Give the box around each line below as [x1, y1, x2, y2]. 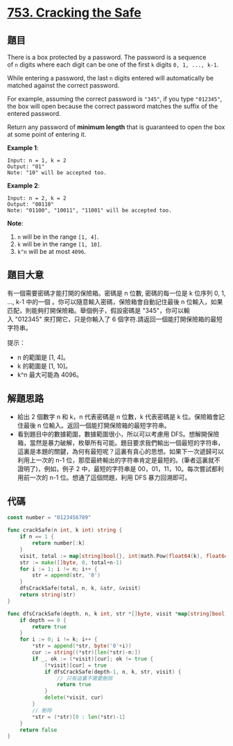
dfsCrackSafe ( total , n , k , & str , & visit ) [19, 585, 141, 592]
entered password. [7, 110, 61, 117]
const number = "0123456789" [7, 514, 92, 521]
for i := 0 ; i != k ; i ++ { [19, 636, 98, 643]
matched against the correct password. [7, 81, 120, 90]
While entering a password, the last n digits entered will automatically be [7, 74, 214, 82]
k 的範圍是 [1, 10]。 [17, 362, 71, 370]
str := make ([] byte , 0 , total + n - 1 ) [19, 559, 123, 566]
